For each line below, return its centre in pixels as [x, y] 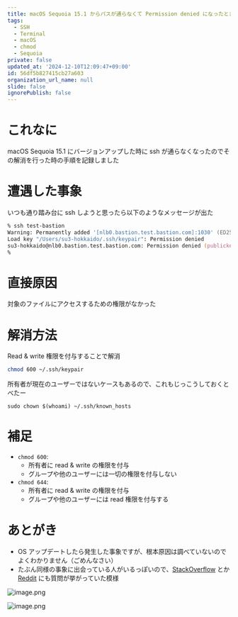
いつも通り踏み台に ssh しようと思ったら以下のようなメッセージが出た [110, 212]
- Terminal [30, 34]
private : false [30, 60]
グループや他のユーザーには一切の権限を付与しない [102, 474]
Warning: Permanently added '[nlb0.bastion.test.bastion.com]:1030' [110, 232]
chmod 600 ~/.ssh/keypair [45, 369]
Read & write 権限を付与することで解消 [64, 356]
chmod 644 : [33, 482]
